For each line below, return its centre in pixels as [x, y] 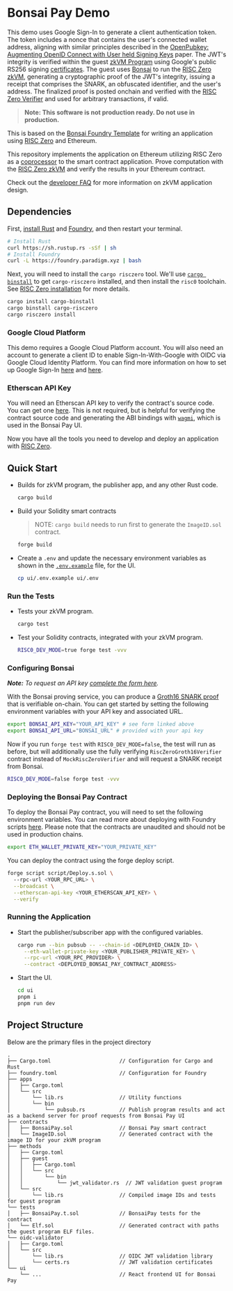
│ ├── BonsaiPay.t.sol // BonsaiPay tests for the [104, 1213]
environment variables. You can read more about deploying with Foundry [112, 820]
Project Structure [45, 1025]
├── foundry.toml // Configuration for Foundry [107, 1073]
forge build [34, 545]
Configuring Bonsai [41, 668]
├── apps [20, 1079]
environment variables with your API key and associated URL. [95, 712]
